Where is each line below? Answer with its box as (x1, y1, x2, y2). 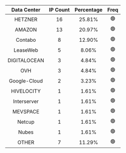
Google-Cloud (9, 77, 43, 84)
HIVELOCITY (11, 87, 41, 94)
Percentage (74, 6, 103, 13)
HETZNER (14, 16, 38, 23)
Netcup (17, 118, 35, 125)
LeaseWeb (13, 47, 38, 54)
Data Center (11, 6, 41, 13)
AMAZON (14, 26, 37, 33)
